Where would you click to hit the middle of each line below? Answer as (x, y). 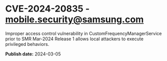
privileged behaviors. (27, 44)
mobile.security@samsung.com (75, 19)
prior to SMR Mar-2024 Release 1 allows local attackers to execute (74, 39)
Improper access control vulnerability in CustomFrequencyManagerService (83, 33)
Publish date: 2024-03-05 (33, 54)
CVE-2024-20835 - (48, 9)
